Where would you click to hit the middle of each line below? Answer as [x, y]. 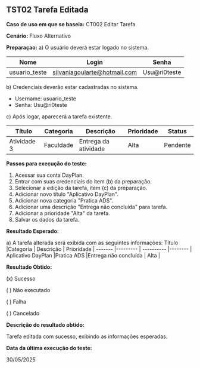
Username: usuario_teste [45, 99]
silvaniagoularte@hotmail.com [95, 72]
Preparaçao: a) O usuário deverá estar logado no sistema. [77, 47]
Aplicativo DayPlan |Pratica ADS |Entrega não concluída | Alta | [83, 255]
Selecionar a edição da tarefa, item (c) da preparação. [81, 188]
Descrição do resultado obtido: [45, 324]
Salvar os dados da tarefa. [47, 219]
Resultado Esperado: [33, 231]
